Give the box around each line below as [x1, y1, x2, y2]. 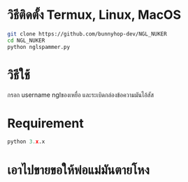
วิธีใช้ [7, 67, 30, 83]
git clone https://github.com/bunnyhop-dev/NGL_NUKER [7, 30, 168, 38]
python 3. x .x [7, 138, 45, 146]
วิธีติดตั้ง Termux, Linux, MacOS [7, 7, 182, 23]
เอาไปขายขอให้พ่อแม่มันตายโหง [7, 162, 150, 178]
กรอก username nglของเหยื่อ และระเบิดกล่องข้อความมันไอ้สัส [7, 91, 154, 99]
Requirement [7, 115, 84, 131]
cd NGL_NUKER [7, 37, 45, 44]
